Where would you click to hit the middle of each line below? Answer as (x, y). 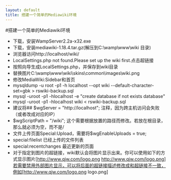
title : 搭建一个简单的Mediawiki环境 (41, 15)
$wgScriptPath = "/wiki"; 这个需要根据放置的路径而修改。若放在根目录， (89, 121)
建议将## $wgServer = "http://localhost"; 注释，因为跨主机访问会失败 (86, 108)
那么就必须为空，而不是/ (38, 127)
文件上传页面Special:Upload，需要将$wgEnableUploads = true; (80, 133)
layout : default (23, 10)
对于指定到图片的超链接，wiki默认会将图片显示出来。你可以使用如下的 (87, 152)
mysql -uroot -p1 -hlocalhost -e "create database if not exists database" (89, 96)
